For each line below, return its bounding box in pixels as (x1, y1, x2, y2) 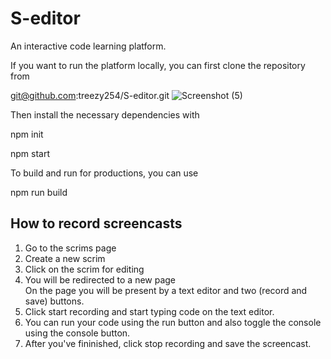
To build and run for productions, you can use (10, 167, 199, 179)
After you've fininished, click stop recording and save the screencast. (24, 337, 312, 349)
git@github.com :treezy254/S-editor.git (10, 89, 170, 101)
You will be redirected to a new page (24, 273, 177, 286)
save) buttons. (24, 295, 85, 307)
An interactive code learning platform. (10, 40, 167, 52)
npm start (10, 147, 51, 159)
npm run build (10, 186, 68, 198)
